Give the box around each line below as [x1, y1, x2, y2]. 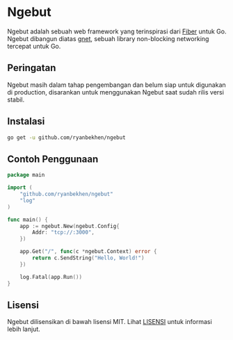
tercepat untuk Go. [7, 42, 61, 50]
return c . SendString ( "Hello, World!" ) [32, 254, 145, 261]
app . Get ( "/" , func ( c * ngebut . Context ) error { [19, 248, 157, 255]
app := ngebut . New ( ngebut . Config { [19, 222, 120, 229]
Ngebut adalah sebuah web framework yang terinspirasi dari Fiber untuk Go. [7, 27, 227, 35]
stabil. [7, 95, 25, 104]
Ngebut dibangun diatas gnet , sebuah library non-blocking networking [7, 34, 209, 42]
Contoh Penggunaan [7, 153, 99, 165]
